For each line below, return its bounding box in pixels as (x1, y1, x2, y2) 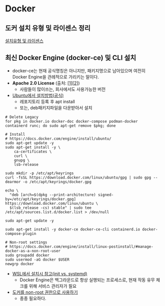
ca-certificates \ (14, 149, 52, 154)
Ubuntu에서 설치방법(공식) (12, 92, 64, 98)
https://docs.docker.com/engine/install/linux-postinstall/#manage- (9, 244, 154, 249)
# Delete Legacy (5, 115, 39, 119)
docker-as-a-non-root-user (5, 248, 61, 253)
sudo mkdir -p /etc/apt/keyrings (5, 171, 74, 176)
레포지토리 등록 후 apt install (19, 98, 75, 104)
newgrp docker (5, 261, 35, 267)
